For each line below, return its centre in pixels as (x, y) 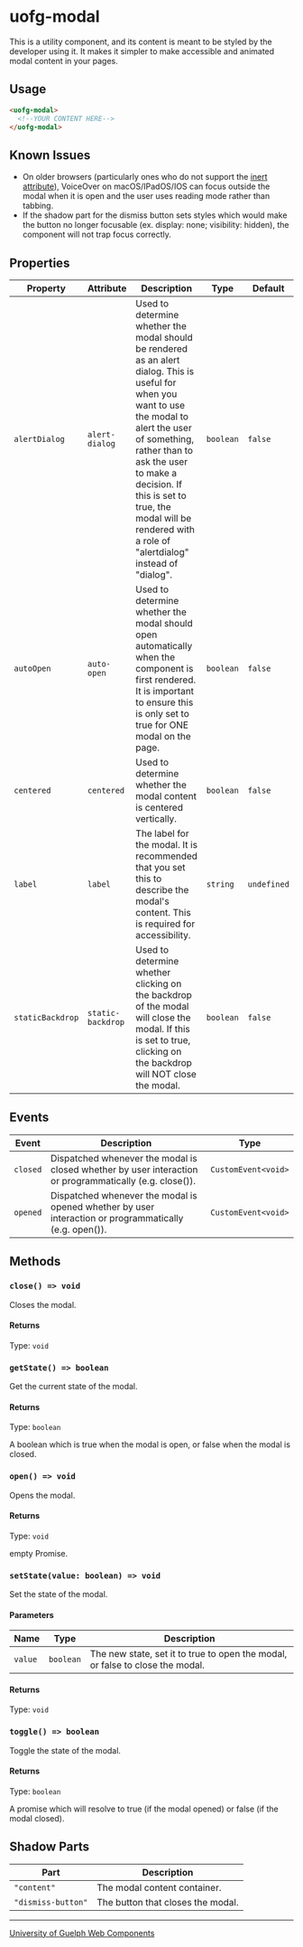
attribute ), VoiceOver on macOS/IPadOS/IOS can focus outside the (146, 186)
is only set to (162, 714)
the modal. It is (166, 845)
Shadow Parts (50, 1847)
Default (268, 288)
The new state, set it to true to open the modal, (188, 1654)
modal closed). (37, 1818)
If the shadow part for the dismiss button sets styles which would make (155, 215)
